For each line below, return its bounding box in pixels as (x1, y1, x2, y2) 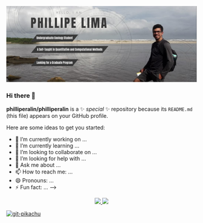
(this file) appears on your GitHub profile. (6, 112, 109, 119)
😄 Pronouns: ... (14, 176, 54, 184)
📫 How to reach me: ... (14, 168, 73, 175)
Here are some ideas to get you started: (6, 124, 106, 131)
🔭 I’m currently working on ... (14, 135, 87, 143)
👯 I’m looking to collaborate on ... (14, 148, 97, 155)
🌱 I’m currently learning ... (14, 142, 80, 149)
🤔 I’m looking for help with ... (14, 155, 86, 162)
